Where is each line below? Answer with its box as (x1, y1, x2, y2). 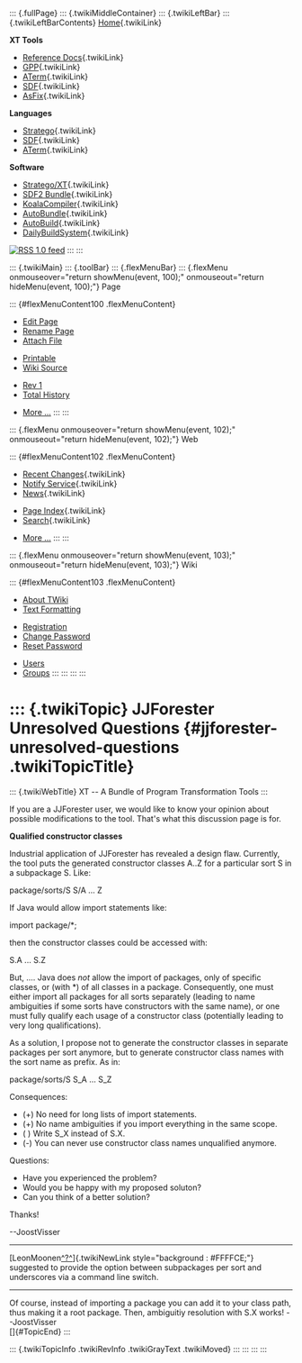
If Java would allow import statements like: (9, 902, 168, 913)
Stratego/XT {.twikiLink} (22, 179, 110, 190)
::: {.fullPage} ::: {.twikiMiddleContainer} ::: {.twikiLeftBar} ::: (9, 8, 230, 18)
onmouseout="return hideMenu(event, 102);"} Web (9, 434, 199, 444)
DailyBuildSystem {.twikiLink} (22, 227, 129, 238)
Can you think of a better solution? (22, 1191, 151, 1202)
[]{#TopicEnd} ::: (9, 1326, 71, 1337)
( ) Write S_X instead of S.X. (22, 1128, 126, 1139)
